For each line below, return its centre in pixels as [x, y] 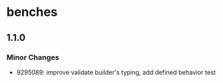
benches [32, 12]
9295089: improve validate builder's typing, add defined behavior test [116, 72]
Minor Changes [33, 57]
